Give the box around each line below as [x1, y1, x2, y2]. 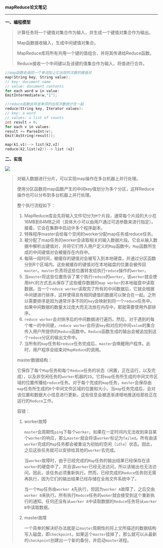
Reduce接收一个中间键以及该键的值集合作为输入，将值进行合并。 [16, 60, 147, 66]
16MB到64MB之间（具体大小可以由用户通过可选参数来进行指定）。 [24, 219, 156, 225]
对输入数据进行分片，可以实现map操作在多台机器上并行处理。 [16, 176, 141, 181]
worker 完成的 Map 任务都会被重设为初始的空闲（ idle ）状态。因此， [24, 441, 155, 447]
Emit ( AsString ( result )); [5, 133, 55, 138]
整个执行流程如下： [16, 203, 56, 208]
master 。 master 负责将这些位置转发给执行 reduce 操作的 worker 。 [24, 267, 149, 273]
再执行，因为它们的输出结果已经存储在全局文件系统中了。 [24, 476, 139, 481]
